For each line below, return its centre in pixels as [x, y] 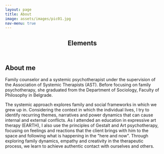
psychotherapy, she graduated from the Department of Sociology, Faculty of [82, 90]
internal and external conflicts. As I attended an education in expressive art [81, 120]
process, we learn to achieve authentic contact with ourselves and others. [80, 146]
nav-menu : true [21, 23]
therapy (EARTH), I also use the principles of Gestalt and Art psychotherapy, [82, 126]
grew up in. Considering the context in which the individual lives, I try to [77, 110]
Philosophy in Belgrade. [29, 95]
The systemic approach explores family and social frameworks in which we [81, 105]
